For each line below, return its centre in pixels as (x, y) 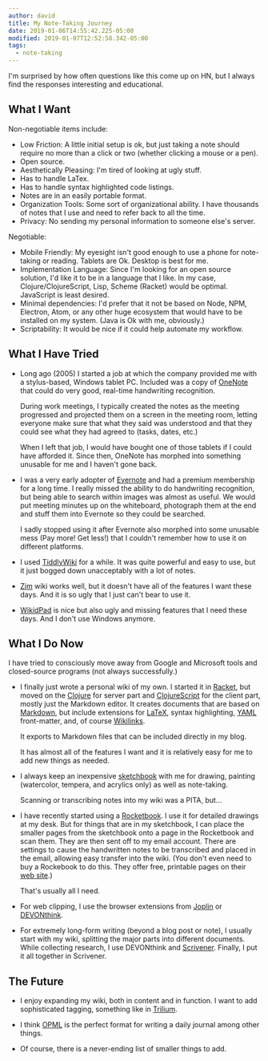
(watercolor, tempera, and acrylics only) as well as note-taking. (124, 785)
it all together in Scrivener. (63, 956)
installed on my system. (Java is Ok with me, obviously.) (112, 320)
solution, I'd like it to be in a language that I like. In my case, (118, 277)
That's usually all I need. (60, 891)
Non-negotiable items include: (58, 128)
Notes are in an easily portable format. (83, 195)
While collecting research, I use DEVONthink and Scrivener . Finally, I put (138, 948)
